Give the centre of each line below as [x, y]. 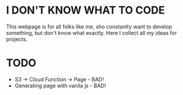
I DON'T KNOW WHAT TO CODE [86, 10]
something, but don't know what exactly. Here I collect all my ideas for [91, 32]
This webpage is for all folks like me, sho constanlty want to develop [89, 27]
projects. [17, 39]
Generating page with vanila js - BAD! [60, 86]
